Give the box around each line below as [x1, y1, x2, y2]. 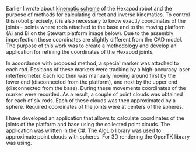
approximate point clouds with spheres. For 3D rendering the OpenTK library [6, 133, 190, 140]
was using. [6, 140, 32, 146]
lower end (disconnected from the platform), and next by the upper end [6, 78, 178, 85]
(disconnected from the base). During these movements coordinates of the [6, 85, 186, 91]
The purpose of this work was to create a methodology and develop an [6, 42, 177, 49]
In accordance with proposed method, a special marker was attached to [6, 60, 179, 67]
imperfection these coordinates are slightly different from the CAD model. [6, 36, 183, 43]
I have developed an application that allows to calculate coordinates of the [6, 115, 185, 122]
